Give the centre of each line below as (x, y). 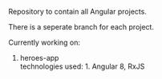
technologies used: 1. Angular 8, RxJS (82, 66)
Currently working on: (44, 42)
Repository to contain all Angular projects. (77, 12)
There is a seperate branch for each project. (81, 27)
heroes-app (39, 58)
